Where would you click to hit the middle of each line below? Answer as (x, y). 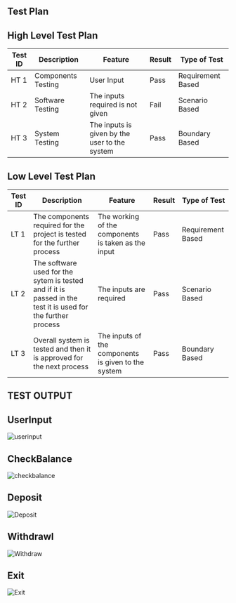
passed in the (55, 298)
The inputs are (121, 289)
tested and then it (62, 349)
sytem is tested (58, 281)
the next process (61, 366)
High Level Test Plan (53, 35)
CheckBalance (40, 459)
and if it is (49, 289)
